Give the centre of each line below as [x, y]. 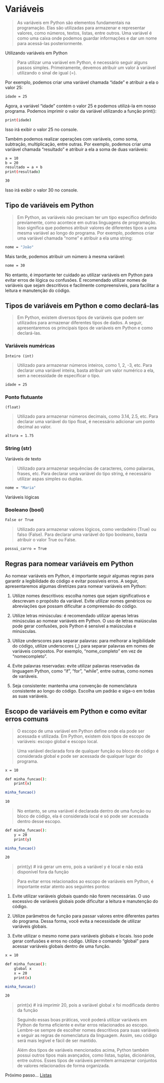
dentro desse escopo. [39, 821]
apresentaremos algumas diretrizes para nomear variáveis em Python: [76, 586]
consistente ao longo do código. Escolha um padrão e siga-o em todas [83, 691]
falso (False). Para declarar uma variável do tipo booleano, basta [82, 534]
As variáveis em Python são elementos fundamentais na [74, 23]
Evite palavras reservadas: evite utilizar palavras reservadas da [76, 666]
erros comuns [27, 719]
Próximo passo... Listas [29, 1075]
